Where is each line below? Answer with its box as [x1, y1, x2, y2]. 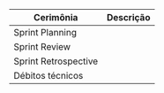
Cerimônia [34, 12, 78, 23]
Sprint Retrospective [13, 55, 99, 67]
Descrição [106, 12, 151, 23]
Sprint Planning [13, 27, 78, 38]
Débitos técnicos [13, 70, 84, 81]
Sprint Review [13, 41, 71, 52]
